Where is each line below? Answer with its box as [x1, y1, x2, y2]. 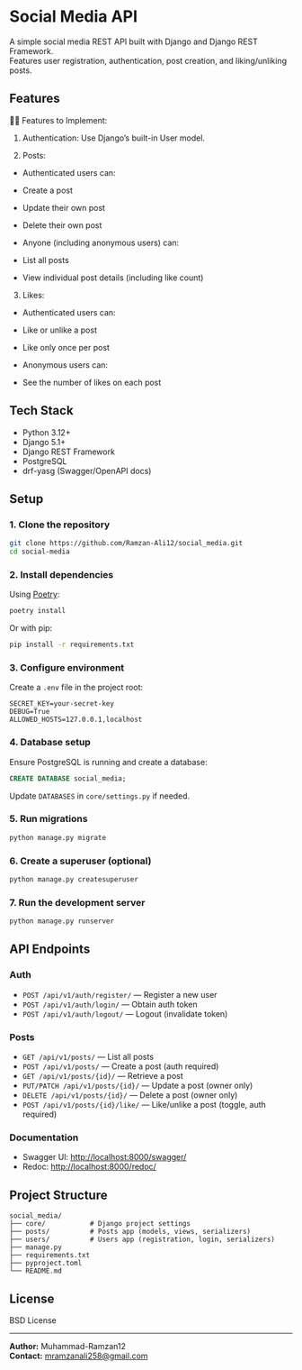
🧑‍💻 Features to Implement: [9, 114, 108, 125]
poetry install [9, 607, 67, 616]
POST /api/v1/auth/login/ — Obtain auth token [22, 999, 198, 1009]
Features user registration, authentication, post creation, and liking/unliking [9, 55, 288, 66]
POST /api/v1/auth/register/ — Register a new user [22, 989, 218, 1000]
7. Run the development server [9, 896, 146, 909]
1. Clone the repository [9, 518, 111, 531]
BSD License [9, 1314, 57, 1326]
